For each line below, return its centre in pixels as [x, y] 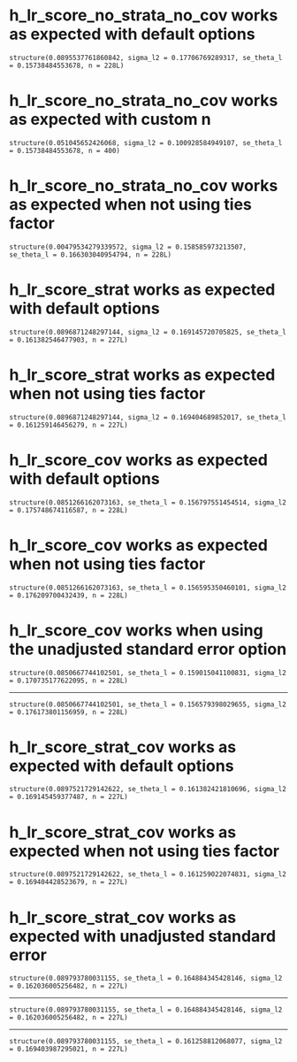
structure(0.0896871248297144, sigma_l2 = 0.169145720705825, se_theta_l [148, 332]
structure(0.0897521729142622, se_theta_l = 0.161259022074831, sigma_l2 [148, 874]
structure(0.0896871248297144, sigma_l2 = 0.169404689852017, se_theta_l [148, 417]
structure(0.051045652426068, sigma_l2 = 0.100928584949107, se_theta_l [146, 142]
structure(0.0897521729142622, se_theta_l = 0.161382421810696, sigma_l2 [148, 789]
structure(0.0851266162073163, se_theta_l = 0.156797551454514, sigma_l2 [148, 502]
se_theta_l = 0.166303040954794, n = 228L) [91, 254]
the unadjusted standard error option [148, 649]
